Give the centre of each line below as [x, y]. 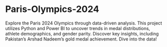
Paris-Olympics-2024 [52, 9]
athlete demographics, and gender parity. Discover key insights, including [82, 33]
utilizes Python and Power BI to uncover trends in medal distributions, [78, 28]
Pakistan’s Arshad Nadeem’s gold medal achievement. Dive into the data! [81, 39]
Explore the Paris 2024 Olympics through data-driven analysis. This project [84, 23]
